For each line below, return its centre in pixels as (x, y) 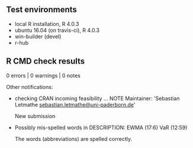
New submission (35, 116)
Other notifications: (30, 87)
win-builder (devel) (38, 36)
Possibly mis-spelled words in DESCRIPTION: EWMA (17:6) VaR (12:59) (101, 127)
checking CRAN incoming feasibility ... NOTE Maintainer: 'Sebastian (97, 98)
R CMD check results (46, 61)
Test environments (41, 10)
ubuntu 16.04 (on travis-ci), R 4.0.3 (57, 30)
